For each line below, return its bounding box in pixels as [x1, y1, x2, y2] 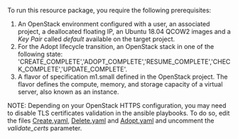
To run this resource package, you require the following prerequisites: [7, 6, 212, 14]
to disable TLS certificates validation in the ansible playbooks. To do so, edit [7, 109, 230, 117]
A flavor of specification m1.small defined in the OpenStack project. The [17, 72, 228, 81]
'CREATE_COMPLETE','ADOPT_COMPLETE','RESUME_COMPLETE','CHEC [17, 57, 231, 66]
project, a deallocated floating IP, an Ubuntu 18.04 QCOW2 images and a [17, 28, 231, 35]
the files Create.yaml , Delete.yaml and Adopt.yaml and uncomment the [7, 116, 215, 125]
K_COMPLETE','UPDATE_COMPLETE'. [17, 65, 128, 73]
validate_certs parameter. [7, 124, 82, 132]
